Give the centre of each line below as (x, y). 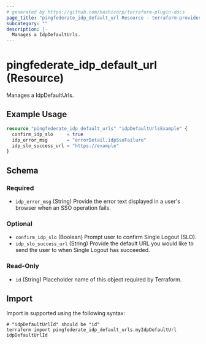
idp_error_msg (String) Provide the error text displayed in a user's (98, 201)
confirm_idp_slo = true (48, 134)
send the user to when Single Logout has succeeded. (82, 250)
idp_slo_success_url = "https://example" (66, 146)
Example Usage (37, 114)
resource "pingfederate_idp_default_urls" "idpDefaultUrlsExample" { (97, 128)
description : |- (27, 29)
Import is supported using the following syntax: (66, 313)
